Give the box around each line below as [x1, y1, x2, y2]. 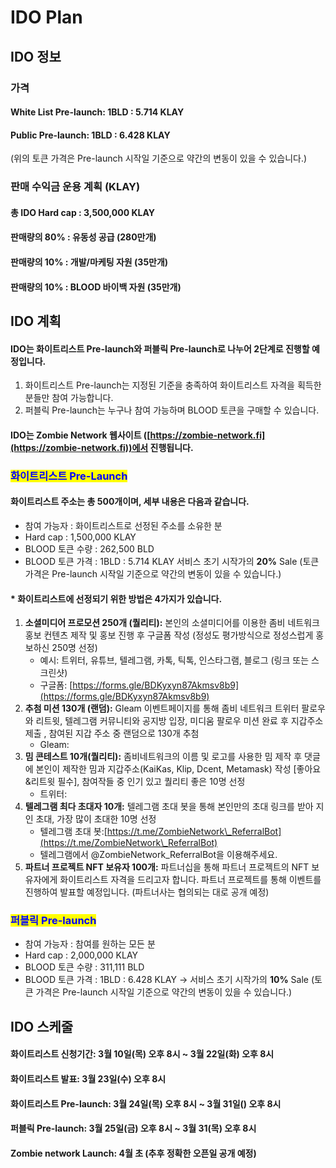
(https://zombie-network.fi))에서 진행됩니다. [10, 441, 194, 453]
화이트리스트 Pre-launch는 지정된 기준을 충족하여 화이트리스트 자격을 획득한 [24, 379, 322, 391]
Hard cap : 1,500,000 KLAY [24, 531, 137, 543]
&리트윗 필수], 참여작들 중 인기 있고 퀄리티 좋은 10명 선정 [24, 776, 246, 788]
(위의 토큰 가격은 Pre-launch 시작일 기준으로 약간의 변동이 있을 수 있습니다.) [10, 152, 308, 165]
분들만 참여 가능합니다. [24, 392, 114, 404]
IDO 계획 [10, 312, 62, 330]
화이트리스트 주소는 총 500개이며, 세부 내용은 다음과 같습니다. [10, 496, 250, 508]
